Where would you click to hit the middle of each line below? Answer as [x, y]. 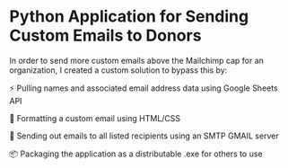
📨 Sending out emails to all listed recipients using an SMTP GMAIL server [144, 136]
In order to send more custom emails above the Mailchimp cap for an [137, 60]
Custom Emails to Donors [105, 35]
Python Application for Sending [129, 17]
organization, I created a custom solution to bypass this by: [118, 70]
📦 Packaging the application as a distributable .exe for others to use [136, 154]
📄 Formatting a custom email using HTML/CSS [95, 118]
